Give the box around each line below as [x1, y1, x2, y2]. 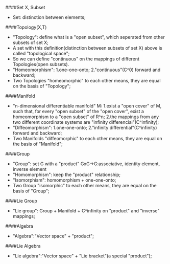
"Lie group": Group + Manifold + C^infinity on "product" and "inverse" [12, 208, 160, 214]
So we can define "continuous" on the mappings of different [12, 56, 139, 62]
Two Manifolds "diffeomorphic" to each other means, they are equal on [12, 136, 162, 141]
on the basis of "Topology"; [12, 83, 71, 89]
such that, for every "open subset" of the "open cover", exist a [12, 108, 144, 114]
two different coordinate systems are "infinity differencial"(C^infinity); [12, 119, 159, 125]
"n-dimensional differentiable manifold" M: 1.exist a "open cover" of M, [12, 103, 162, 109]
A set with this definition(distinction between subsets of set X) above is [12, 45, 162, 51]
